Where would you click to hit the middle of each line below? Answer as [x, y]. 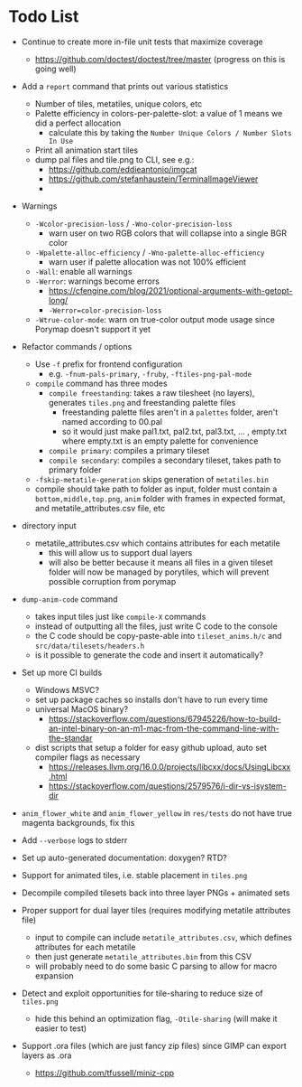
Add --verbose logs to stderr [74, 840]
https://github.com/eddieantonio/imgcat [123, 169]
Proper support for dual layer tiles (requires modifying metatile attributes [156, 910]
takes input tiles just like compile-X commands [120, 616]
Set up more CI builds [62, 672]
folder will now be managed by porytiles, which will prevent [159, 572]
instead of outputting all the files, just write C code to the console [156, 626]
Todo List [44, 17]
